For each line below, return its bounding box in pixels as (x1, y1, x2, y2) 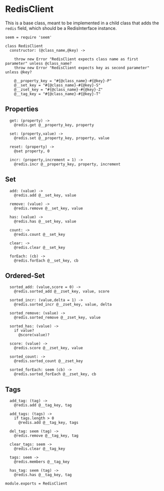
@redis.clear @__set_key (14, 245, 65, 250)
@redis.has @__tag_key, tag (14, 473, 72, 478)
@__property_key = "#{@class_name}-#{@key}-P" (14, 78, 112, 83)
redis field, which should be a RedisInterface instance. (5, 25, 117, 31)
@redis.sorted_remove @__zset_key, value (14, 315, 101, 320)
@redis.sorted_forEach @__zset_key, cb (14, 372, 97, 377)
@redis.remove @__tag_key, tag (14, 433, 79, 438)
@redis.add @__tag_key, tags (18, 420, 79, 425)
